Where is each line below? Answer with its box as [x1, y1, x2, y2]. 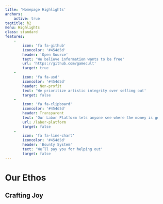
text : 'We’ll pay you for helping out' [22, 147, 103, 152]
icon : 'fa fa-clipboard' [22, 102, 73, 107]
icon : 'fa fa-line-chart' [22, 133, 75, 138]
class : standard [5, 30, 38, 34]
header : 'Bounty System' [22, 142, 73, 147]
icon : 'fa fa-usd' [22, 75, 60, 79]
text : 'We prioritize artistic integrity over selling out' [22, 88, 147, 93]
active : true [14, 16, 40, 21]
